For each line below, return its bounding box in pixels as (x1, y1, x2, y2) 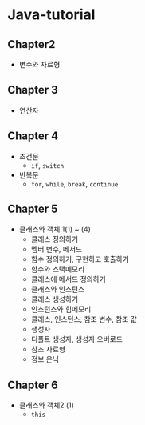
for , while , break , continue (30, 178, 119, 189)
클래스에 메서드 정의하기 (30, 275, 107, 284)
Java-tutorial (7, 6, 96, 24)
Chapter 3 (7, 83, 59, 97)
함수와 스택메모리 (30, 264, 85, 274)
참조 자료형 (30, 344, 65, 354)
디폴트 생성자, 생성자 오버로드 (30, 335, 123, 344)
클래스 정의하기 (30, 235, 79, 244)
